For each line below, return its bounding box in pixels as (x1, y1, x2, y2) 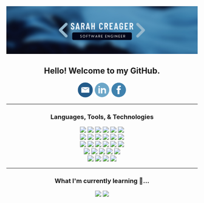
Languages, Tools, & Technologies (50, 112, 154, 121)
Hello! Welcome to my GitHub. (44, 66, 160, 76)
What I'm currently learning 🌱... (54, 177, 150, 185)
